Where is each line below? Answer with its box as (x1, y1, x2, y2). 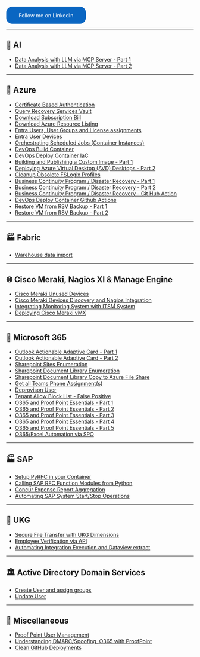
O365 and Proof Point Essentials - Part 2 (14, 405, 114, 412)
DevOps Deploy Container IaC (14, 152, 89, 159)
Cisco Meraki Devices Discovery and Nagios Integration (14, 297, 152, 304)
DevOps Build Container (14, 145, 74, 152)
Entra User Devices (14, 133, 62, 140)
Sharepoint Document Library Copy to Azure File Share (14, 374, 150, 381)
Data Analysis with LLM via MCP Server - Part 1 (14, 56, 131, 63)
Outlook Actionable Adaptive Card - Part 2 (14, 355, 119, 362)
